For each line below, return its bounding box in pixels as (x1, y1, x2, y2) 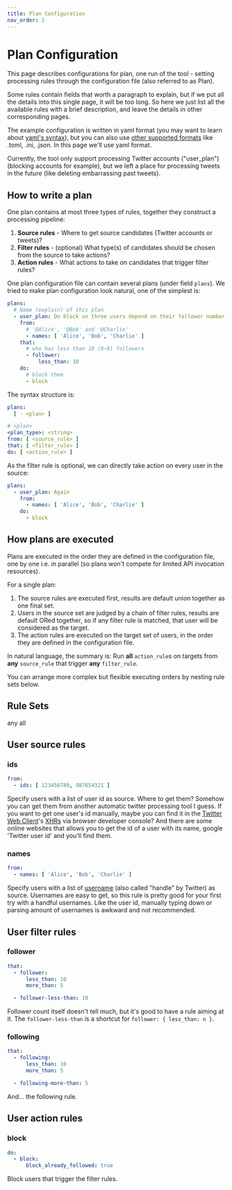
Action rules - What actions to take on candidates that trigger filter (17, 258, 209, 267)
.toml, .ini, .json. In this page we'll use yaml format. (7, 141, 152, 150)
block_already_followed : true (25, 1162, 113, 1169)
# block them (25, 371, 64, 378)
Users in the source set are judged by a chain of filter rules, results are (17, 608, 219, 617)
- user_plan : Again (13, 489, 70, 495)
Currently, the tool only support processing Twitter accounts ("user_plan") (7, 154, 219, 163)
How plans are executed (7, 534, 114, 546)
